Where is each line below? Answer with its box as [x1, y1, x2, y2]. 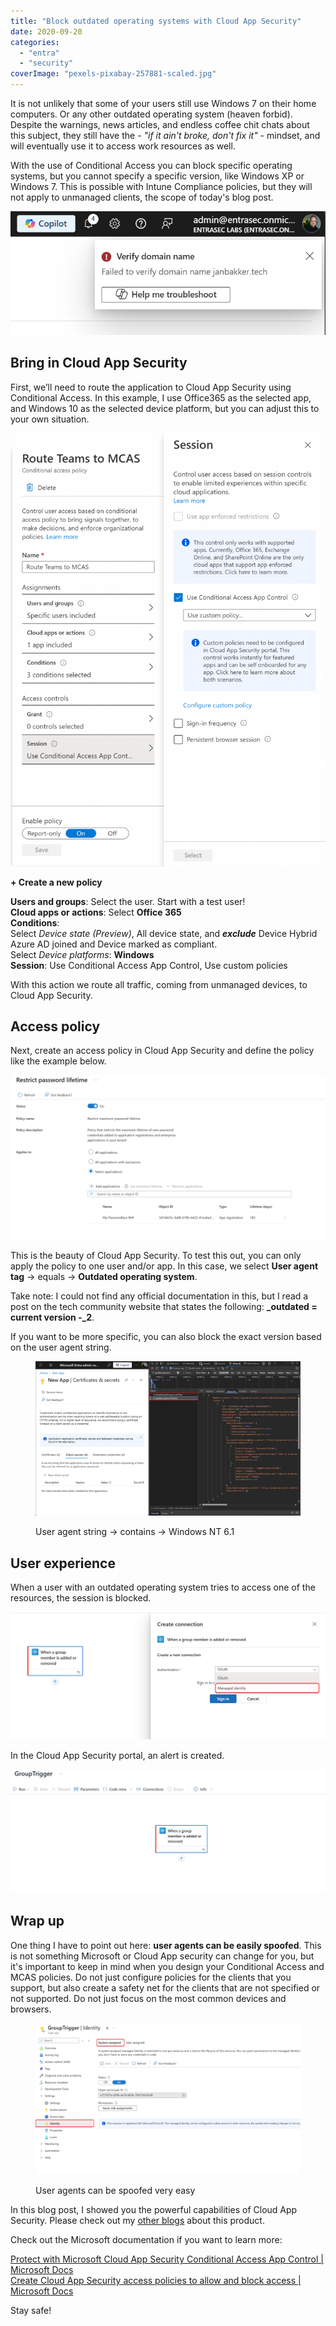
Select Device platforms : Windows [10, 948, 155, 960]
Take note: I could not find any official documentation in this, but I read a [10, 1290, 309, 1302]
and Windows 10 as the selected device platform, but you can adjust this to [10, 402, 320, 414]
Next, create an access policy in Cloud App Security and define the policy [10, 1045, 315, 1057]
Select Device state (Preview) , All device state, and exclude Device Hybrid [10, 927, 318, 939]
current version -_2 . [10, 1311, 95, 1324]
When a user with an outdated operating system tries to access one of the [10, 1581, 316, 1594]
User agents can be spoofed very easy [35, 2185, 196, 2197]
